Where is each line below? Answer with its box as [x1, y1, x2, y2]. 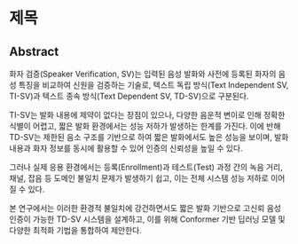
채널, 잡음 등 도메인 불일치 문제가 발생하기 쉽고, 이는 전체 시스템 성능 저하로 [9, 173, 269, 183]
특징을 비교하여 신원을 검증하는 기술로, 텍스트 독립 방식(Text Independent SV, [18, 80, 289, 90]
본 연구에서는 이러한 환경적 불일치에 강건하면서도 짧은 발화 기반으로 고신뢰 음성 [9, 203, 282, 213]
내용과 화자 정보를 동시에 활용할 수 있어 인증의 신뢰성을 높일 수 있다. [9, 143, 243, 153]
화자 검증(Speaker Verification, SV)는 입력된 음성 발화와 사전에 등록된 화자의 [9, 68, 277, 79]
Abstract [9, 43, 59, 59]
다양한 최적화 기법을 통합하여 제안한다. [9, 225, 142, 235]
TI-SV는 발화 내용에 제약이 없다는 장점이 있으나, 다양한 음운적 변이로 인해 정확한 [9, 110, 286, 120]
